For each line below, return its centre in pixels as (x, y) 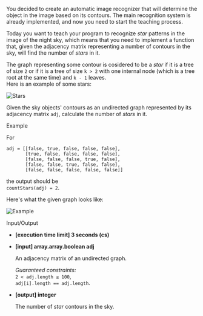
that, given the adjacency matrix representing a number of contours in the (98, 46)
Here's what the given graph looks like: (55, 199)
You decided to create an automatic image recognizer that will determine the (102, 9)
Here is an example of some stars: (49, 84)
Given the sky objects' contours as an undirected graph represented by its (99, 108)
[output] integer (35, 295)
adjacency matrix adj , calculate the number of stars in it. (77, 114)
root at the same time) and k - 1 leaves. (56, 77)
